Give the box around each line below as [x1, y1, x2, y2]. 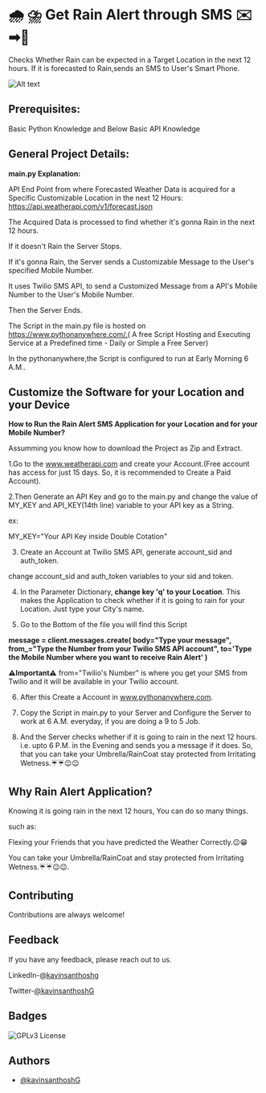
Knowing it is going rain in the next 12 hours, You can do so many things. [8, 806, 249, 816]
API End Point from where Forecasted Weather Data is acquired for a [8, 184, 235, 193]
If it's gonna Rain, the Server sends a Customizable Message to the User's [8, 256, 255, 266]
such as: [8, 822, 37, 832]
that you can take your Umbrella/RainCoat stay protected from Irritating [19, 750, 256, 759]
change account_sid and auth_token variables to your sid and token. [8, 571, 234, 581]
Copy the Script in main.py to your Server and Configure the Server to [19, 708, 252, 717]
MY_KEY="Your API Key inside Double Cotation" [8, 532, 168, 542]
